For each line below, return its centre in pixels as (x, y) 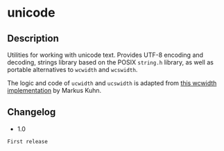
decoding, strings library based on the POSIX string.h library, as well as (110, 62)
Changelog (32, 112)
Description (33, 38)
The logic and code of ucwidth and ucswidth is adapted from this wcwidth (112, 83)
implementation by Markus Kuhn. (54, 90)
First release (28, 141)
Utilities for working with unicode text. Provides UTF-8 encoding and (105, 55)
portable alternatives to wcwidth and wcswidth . (72, 70)
